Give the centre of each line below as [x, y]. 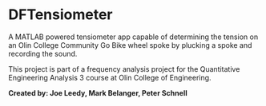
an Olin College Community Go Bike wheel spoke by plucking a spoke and [130, 45]
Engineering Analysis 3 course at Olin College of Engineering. [110, 77]
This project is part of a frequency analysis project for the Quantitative [124, 69]
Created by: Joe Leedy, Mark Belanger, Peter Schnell [98, 92]
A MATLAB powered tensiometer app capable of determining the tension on [133, 37]
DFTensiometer [61, 15]
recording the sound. [43, 53]
